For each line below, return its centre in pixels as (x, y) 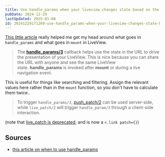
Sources (18, 138)
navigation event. (35, 73)
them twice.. (18, 93)
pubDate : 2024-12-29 (26, 14)
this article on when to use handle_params (55, 150)
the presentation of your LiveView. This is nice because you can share (88, 57)
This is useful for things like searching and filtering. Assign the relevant (77, 82)
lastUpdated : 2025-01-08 (30, 19)
